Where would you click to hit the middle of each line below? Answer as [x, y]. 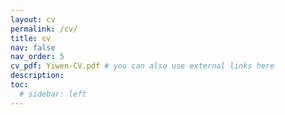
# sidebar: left [53, 94]
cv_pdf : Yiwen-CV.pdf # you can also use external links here [142, 66]
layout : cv [33, 19]
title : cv [31, 38]
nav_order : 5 [37, 57]
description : [37, 76]
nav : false [33, 47]
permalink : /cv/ [44, 29]
